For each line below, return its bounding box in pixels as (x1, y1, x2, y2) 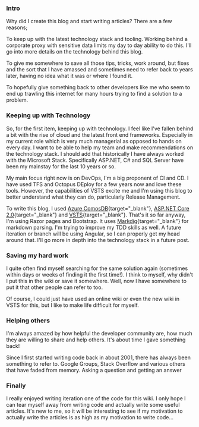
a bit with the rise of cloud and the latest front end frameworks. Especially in (6, 131, 193, 138)
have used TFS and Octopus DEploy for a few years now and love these (6, 180, 182, 188)
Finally (6, 382, 26, 390)
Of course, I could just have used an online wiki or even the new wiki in (6, 295, 180, 302)
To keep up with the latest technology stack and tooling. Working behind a (6, 36, 188, 43)
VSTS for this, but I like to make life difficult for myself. (6, 302, 140, 309)
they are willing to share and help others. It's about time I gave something (6, 336, 186, 343)
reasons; (6, 24, 28, 31)
